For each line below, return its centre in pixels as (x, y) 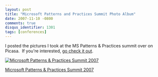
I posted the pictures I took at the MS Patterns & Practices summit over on (79, 46)
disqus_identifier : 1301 (30, 28)
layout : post (18, 9)
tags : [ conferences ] (26, 32)
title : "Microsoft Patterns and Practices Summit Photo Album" (70, 14)
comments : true (20, 23)
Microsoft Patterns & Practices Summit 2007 (49, 70)
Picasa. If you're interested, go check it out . (49, 51)
